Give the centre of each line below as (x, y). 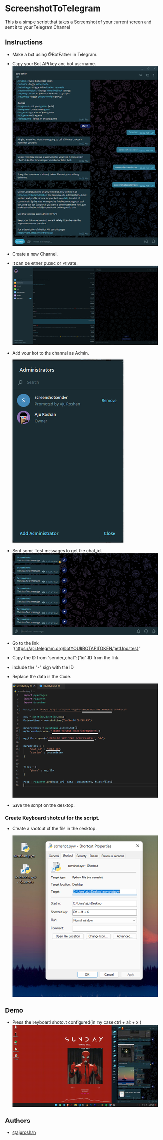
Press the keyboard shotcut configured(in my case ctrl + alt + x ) (77, 1022)
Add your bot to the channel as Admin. (50, 353)
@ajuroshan (24, 1132)
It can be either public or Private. (45, 263)
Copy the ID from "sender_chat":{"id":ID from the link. (66, 657)
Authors (18, 1121)
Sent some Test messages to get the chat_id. (57, 550)
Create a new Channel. (35, 254)
